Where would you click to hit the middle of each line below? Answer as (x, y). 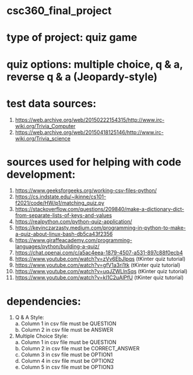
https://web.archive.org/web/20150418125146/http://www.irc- (89, 132)
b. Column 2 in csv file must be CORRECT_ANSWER (77, 349)
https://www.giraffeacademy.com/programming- (74, 240)
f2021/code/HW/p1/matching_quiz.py (59, 203)
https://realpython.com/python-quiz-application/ (73, 222)
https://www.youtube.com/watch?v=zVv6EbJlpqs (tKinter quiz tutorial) (100, 259)
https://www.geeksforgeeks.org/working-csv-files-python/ (86, 191)
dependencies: (44, 301)
